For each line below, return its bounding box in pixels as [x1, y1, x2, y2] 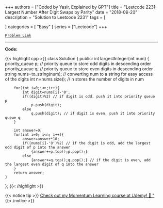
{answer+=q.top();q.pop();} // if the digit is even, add [31, 158, 151, 162]
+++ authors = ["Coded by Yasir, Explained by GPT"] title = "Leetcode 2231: [5, 4, 157, 10]
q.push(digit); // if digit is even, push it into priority [31, 111, 155, 116]
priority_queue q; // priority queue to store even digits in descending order [5, 66, 153, 72]
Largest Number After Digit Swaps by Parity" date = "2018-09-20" [5, 9, 137, 15]
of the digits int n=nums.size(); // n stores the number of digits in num [5, 76, 144, 82]
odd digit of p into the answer [5, 145, 70, 150]
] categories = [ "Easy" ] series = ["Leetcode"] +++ [5, 24, 108, 30]
